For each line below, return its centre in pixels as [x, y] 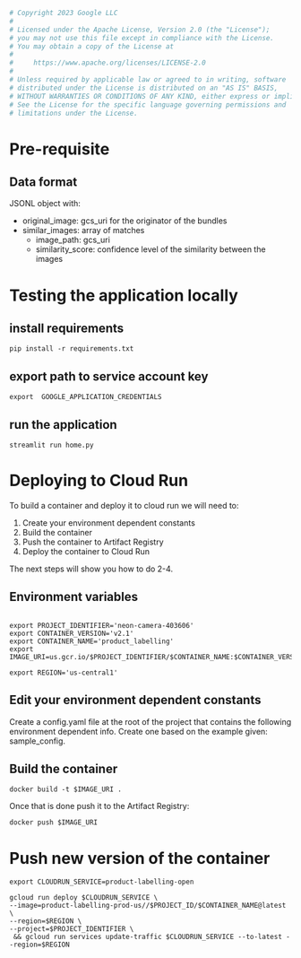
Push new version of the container [140, 858]
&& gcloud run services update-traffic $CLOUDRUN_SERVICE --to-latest [147, 937]
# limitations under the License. [74, 113]
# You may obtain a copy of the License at [92, 46]
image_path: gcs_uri [73, 240]
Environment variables [74, 597]
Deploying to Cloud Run [99, 481]
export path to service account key [109, 376]
